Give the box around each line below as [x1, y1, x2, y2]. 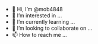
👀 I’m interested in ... [11, 12, 62, 19]
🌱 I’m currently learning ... [11, 18, 75, 25]
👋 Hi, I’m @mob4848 [11, 6, 64, 12]
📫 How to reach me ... [11, 32, 67, 38]
